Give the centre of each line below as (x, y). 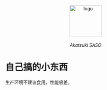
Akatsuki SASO (86, 45)
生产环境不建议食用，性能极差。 (39, 82)
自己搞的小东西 (37, 67)
